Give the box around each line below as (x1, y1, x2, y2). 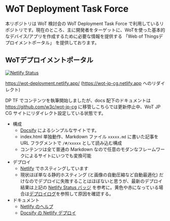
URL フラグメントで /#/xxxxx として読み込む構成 (20, 140, 122, 146)
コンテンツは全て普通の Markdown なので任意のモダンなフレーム (20, 146, 156, 152)
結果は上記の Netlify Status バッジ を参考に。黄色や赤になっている (20, 184, 159, 191)
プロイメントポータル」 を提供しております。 (5, 39, 99, 46)
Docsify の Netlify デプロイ (20, 209, 76, 216)
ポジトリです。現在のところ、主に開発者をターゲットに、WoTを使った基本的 (5, 26, 165, 33)
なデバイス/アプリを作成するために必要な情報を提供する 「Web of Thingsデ (5, 33, 163, 39)
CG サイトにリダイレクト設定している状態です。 (5, 110, 106, 116)
